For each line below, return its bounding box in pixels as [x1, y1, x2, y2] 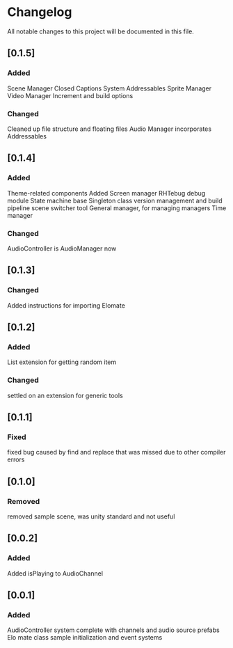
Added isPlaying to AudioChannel [7, 569, 103, 578]
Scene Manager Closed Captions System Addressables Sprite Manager [7, 84, 212, 93]
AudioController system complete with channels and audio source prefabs [7, 626, 220, 634]
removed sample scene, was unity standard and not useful [7, 512, 175, 521]
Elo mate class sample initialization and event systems [7, 633, 163, 642]
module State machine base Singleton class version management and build [7, 196, 223, 205]
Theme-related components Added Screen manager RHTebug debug [7, 189, 206, 197]
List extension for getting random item [7, 358, 117, 366]
